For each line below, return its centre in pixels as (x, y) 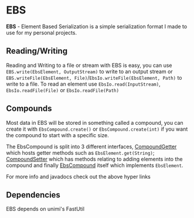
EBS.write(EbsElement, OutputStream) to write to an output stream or (89, 71)
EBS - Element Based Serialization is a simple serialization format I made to (97, 26)
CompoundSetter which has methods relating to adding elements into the (94, 159)
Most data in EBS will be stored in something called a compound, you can (95, 122)
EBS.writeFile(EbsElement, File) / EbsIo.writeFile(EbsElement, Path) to (94, 77)
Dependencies (33, 195)
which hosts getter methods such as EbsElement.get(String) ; (80, 152)
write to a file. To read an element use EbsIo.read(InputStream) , (83, 84)
